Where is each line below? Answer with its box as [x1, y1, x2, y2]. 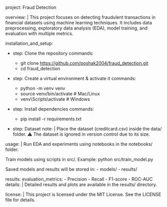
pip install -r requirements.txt [20, 116, 82, 122]
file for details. [5, 197, 36, 203]
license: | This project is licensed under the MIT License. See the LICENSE [5, 191, 161, 197]
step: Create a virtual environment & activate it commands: [12, 75, 136, 81]
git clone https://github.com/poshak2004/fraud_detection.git [20, 60, 149, 66]
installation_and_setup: [5, 40, 54, 46]
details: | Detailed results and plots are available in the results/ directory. [5, 182, 157, 188]
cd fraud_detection [20, 66, 60, 71]
